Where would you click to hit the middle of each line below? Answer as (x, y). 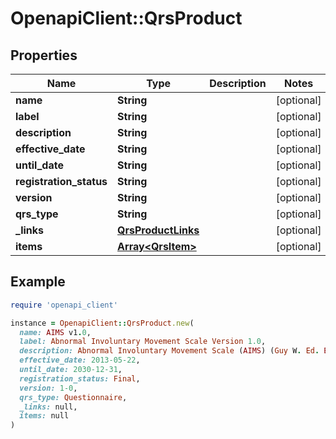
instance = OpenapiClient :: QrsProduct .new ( (102, 323)
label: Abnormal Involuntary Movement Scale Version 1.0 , (143, 342)
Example (38, 282)
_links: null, (48, 407)
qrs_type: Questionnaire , (73, 397)
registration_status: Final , (80, 378)
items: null (44, 416)
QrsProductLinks (158, 230)
